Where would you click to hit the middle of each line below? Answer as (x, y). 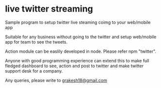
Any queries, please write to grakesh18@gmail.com (56, 80)
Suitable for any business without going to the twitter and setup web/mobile (81, 37)
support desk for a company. (34, 71)
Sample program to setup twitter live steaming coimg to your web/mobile (78, 22)
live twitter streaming (49, 9)
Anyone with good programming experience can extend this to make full (77, 60)
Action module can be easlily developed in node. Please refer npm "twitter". (81, 51)
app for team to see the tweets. (36, 42)
